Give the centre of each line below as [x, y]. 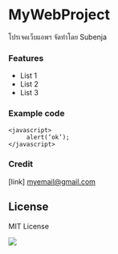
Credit [21, 164]
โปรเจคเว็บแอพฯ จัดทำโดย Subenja [57, 37]
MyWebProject [59, 15]
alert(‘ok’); [48, 137]
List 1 [28, 76]
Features [26, 58]
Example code [37, 114]
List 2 [29, 84]
